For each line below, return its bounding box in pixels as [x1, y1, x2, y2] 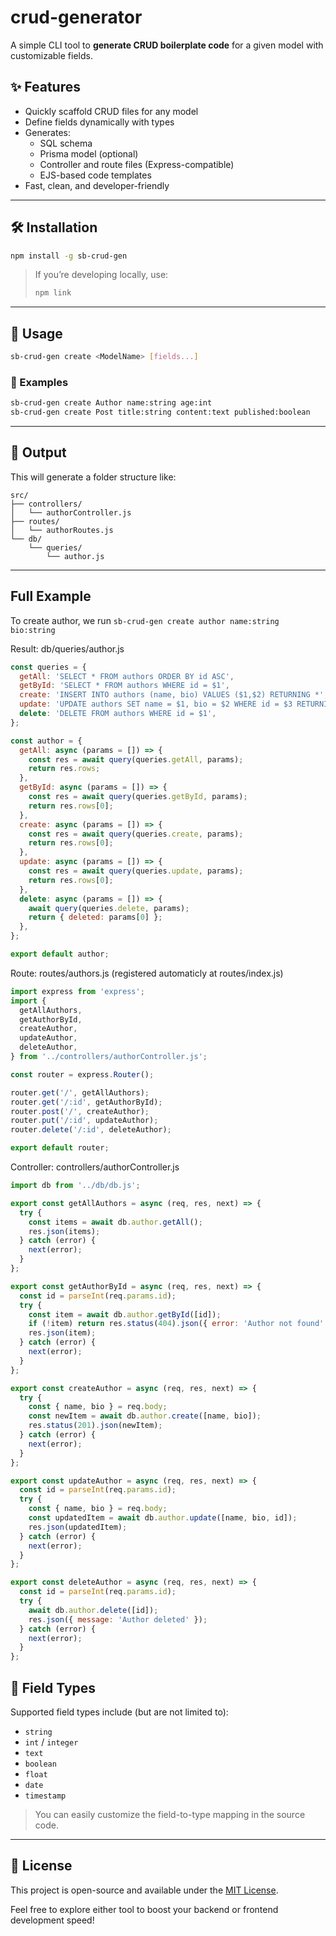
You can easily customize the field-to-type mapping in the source [34, 1808, 306, 1820]
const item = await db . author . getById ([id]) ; [28, 1309, 222, 1320]
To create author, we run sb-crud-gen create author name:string [10, 614, 280, 626]
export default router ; [10, 1143, 110, 1153]
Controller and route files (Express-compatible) [39, 158, 235, 170]
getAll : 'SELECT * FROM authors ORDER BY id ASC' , [19, 671, 235, 681]
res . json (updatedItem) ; [28, 1522, 128, 1532]
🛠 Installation [10, 219, 98, 236]
